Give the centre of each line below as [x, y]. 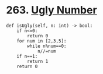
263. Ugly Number [52, 10]
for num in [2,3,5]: [42, 41]
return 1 [38, 61]
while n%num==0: [47, 46]
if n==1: [27, 56]
